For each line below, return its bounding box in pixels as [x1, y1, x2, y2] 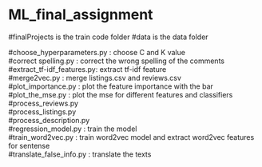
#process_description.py [8, 115, 90, 125]
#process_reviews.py [8, 98, 78, 108]
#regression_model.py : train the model [8, 124, 137, 133]
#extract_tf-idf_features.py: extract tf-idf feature [8, 64, 167, 74]
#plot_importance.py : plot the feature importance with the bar [8, 82, 214, 91]
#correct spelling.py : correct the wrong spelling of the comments [8, 56, 225, 66]
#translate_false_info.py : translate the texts [8, 149, 152, 159]
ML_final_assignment [8, 6, 153, 24]
